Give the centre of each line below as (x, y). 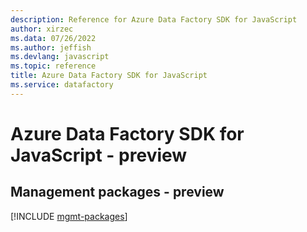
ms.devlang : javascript (60, 57)
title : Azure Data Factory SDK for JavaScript (109, 76)
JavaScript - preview (99, 155)
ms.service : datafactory (62, 85)
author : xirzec (42, 29)
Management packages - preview (117, 192)
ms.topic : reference (53, 66)
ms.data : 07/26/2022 (53, 38)
